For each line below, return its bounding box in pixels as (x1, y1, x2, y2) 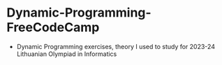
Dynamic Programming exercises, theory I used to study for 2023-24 (16, 42, 216, 50)
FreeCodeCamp (6, 19, 100, 35)
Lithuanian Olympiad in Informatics (16, 50, 117, 58)
